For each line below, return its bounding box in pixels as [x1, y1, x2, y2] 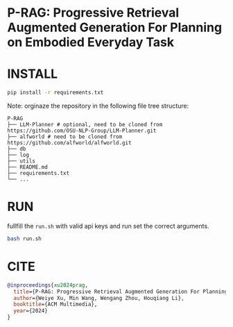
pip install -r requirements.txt [7, 89, 104, 97]
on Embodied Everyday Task [7, 35, 175, 50]
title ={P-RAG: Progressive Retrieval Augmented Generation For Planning [13, 288, 228, 295]
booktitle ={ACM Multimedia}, [13, 301, 98, 308]
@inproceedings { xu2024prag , [7, 281, 89, 289]
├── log [7, 151, 30, 158]
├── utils [7, 158, 36, 165]
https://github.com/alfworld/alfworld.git [7, 140, 132, 146]
